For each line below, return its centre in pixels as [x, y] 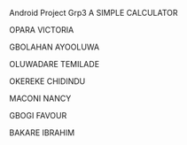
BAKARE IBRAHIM [42, 133]
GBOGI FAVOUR [38, 115]
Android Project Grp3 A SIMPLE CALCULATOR [94, 13]
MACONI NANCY [40, 98]
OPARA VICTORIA [42, 30]
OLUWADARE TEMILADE [55, 64]
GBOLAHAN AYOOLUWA [55, 47]
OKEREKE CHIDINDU [47, 81]
